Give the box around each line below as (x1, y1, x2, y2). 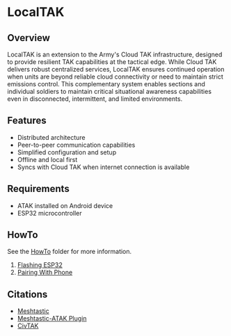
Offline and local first (17, 155, 78, 163)
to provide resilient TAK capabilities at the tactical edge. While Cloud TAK (7, 58, 217, 66)
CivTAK (17, 321, 39, 330)
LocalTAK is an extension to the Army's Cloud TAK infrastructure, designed (7, 50, 223, 58)
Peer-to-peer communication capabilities (17, 141, 136, 149)
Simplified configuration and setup (17, 147, 117, 157)
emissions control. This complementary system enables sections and (7, 80, 205, 88)
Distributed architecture (17, 133, 86, 141)
